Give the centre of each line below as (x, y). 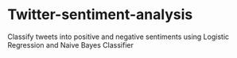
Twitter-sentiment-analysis (100, 15)
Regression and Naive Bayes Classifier (71, 44)
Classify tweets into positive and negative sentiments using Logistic (118, 37)
